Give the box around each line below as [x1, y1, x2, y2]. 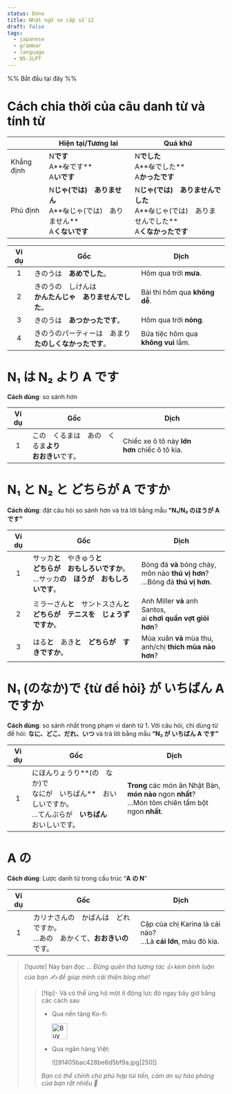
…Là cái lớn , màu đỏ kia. [140, 937, 220, 946]
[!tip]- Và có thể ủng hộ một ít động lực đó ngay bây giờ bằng [41, 989, 216, 998]
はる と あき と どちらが [32, 637, 116, 646]
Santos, [141, 604, 166, 614]
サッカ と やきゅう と [32, 553, 102, 563]
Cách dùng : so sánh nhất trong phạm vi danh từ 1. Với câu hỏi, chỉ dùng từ [7, 721, 219, 730]
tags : [7, 29, 23, 37]
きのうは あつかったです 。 [34, 315, 124, 325]
